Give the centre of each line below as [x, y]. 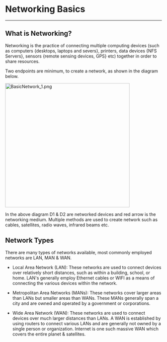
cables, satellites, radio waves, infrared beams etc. [57, 225]
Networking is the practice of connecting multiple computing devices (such [82, 45]
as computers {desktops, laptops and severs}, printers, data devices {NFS [81, 51]
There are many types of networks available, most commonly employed [79, 252]
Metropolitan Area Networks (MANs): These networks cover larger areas [87, 293]
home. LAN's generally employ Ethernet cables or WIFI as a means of [83, 278]
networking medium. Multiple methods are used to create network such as [82, 219]
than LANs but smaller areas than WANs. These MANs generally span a [85, 298]
